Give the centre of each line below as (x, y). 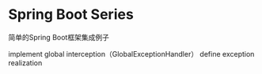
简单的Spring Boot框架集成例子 (59, 37)
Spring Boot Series (71, 15)
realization (25, 63)
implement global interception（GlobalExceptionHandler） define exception (131, 54)
